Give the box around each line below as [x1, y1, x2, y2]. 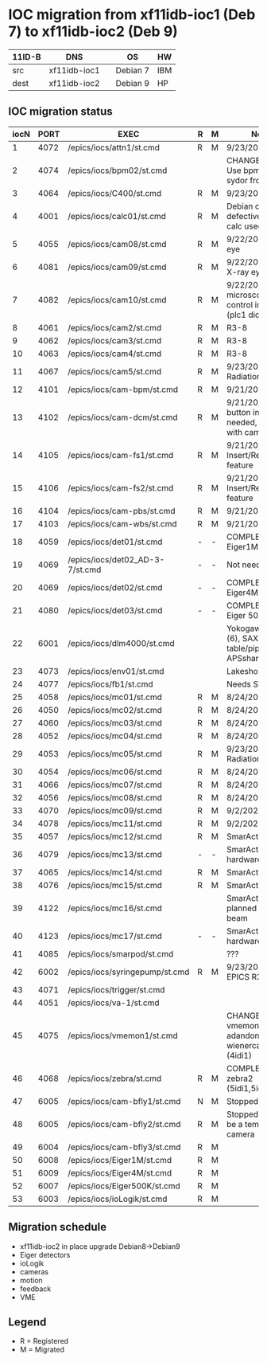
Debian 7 [115, 65, 149, 76]
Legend [8, 1315, 47, 1329]
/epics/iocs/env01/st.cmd [67, 665, 164, 676]
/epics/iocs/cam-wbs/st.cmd [67, 518, 177, 529]
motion [19, 1275, 44, 1285]
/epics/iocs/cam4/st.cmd [67, 348, 161, 359]
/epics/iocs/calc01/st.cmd [67, 210, 167, 221]
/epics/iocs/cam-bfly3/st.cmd [67, 1141, 181, 1153]
